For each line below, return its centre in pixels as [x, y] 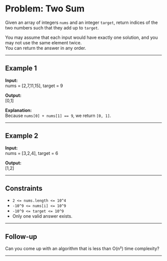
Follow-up [21, 236]
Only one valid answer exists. [42, 216]
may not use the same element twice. [43, 42]
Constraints [24, 188]
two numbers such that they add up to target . [52, 27]
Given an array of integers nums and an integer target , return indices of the [82, 22]
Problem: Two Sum [45, 9]
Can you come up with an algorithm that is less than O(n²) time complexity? [83, 249]
